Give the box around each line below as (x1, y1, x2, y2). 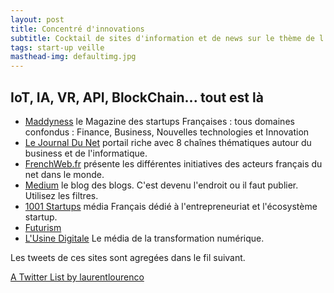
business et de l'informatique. (24, 147, 148, 159)
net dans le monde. (24, 168, 105, 180)
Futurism (24, 221, 62, 233)
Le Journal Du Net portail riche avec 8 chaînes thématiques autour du (24, 136, 312, 148)
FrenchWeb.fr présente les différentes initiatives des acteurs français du (24, 157, 323, 170)
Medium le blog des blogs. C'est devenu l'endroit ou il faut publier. (24, 179, 299, 191)
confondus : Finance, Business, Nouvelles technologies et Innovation (24, 126, 310, 138)
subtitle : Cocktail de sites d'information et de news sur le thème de (10, 33, 315, 43)
